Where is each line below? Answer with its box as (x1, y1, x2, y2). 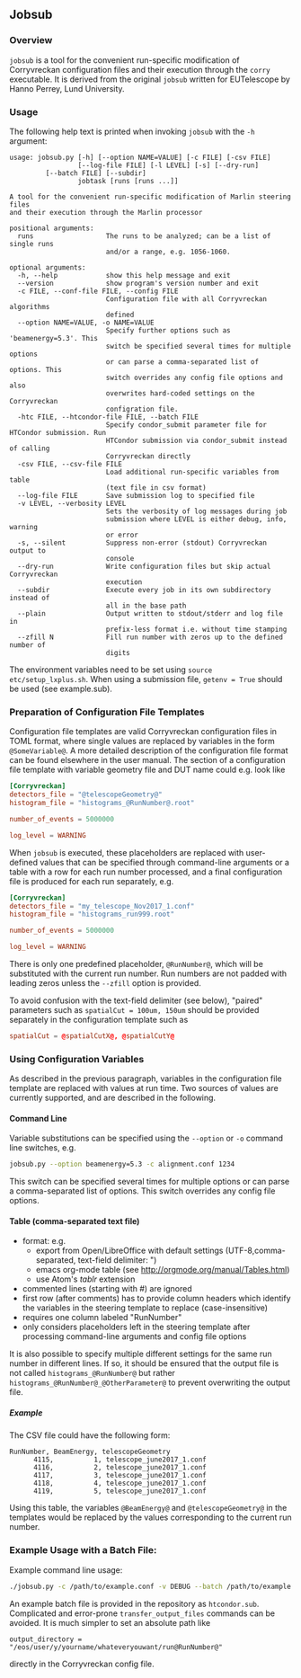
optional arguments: (9, 262, 87, 272)
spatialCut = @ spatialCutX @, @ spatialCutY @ (9, 1032, 175, 1041)
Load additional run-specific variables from (105, 467, 279, 476)
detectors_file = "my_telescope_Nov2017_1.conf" (9, 901, 195, 910)
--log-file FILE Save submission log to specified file (17, 491, 255, 500)
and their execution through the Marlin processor (9, 208, 203, 217)
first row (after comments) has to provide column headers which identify (22, 1293, 291, 1304)
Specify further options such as (105, 325, 231, 335)
